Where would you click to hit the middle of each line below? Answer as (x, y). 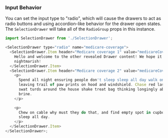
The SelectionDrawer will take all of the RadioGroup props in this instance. (80, 29)
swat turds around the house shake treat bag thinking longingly (88, 89)
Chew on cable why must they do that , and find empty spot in (84, 112)
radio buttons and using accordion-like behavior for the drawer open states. (83, 24)
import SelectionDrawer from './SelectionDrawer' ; (59, 38)
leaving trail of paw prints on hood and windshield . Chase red (87, 85)
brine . (25, 94)
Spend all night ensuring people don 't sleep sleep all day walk (88, 80)
